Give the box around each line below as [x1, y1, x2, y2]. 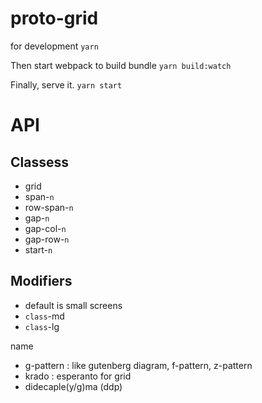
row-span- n [24, 201, 74, 213]
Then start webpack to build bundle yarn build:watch [10, 59, 232, 71]
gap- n [24, 212, 50, 224]
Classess [10, 153, 69, 171]
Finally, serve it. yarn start [10, 78, 123, 91]
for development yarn [10, 40, 99, 52]
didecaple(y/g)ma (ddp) [24, 380, 123, 392]
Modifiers [10, 273, 73, 290]
